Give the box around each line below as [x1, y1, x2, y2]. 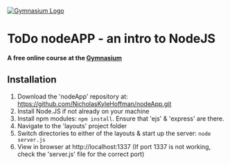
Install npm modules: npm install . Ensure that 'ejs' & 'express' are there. [17, 114, 224, 123]
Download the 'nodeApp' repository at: [17, 92, 128, 101]
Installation [7, 73, 57, 86]
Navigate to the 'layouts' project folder [17, 121, 127, 130]
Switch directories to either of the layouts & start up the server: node [17, 129, 211, 137]
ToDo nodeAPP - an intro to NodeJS [7, 31, 216, 46]
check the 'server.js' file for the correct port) [17, 150, 145, 158]
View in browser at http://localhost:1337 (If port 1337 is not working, [17, 142, 211, 150]
